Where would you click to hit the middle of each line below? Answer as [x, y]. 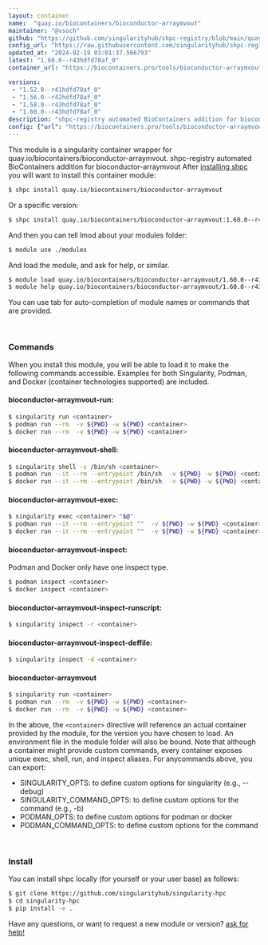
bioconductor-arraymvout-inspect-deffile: [81, 643]
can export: [27, 767]
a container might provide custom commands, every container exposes [125, 750]
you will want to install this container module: [82, 175]
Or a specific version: [43, 205]
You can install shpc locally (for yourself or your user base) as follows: [124, 879]
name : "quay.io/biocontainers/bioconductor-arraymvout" [105, 23]
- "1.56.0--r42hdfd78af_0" [57, 97]
